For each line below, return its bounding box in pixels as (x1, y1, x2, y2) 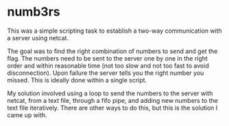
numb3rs (7, 4, 60, 20)
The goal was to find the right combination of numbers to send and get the (7, 47, 218, 55)
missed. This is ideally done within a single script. (7, 76, 147, 84)
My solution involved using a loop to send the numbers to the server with (7, 89, 213, 97)
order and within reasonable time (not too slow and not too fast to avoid (7, 61, 209, 69)
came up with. (7, 110, 47, 119)
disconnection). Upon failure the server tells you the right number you (7, 69, 204, 77)
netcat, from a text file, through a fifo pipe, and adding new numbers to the (7, 96, 218, 104)
